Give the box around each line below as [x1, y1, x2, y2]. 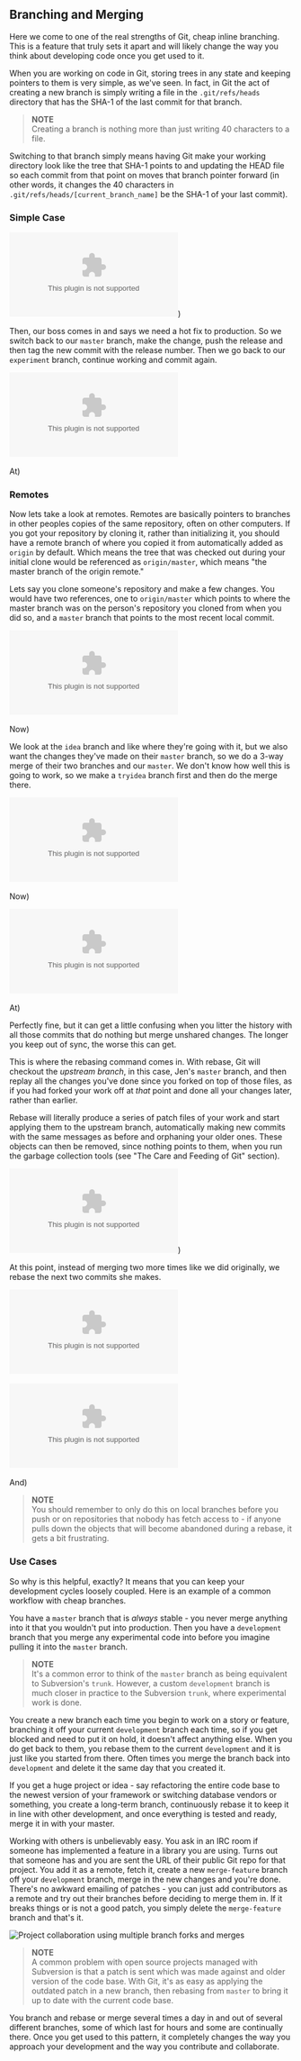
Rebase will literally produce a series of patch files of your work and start [9, 1112, 280, 1123]
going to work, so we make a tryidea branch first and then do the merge [9, 770, 279, 781]
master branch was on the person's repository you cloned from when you [9, 603, 282, 613]
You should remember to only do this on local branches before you [31, 1504, 279, 1515]
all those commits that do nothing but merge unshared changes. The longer [9, 1030, 289, 1040]
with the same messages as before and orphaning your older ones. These [9, 1131, 283, 1142]
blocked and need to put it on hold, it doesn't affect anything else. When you [9, 1733, 293, 1744]
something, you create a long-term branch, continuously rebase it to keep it [9, 1799, 289, 1810]
